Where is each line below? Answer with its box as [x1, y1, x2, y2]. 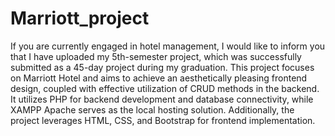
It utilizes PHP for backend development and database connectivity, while [10, 93, 314, 105]
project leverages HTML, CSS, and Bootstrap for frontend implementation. [10, 114, 316, 126]
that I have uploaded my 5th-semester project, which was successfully [10, 50, 302, 62]
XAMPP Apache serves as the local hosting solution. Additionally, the [10, 103, 295, 116]
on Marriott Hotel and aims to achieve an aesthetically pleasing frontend [10, 72, 308, 84]
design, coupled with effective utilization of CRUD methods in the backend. [10, 82, 320, 94]
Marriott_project [10, 7, 150, 30]
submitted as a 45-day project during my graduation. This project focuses [10, 61, 315, 73]
